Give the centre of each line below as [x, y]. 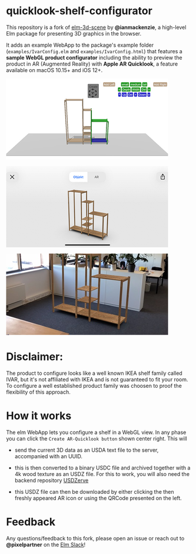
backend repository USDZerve [52, 480]
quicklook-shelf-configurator [79, 11]
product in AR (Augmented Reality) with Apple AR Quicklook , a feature [92, 64]
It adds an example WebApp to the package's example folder [80, 45]
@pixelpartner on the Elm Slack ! [46, 545]
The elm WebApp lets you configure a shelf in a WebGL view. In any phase [96, 432]
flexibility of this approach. [38, 392]
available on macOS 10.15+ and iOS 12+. [54, 70]
